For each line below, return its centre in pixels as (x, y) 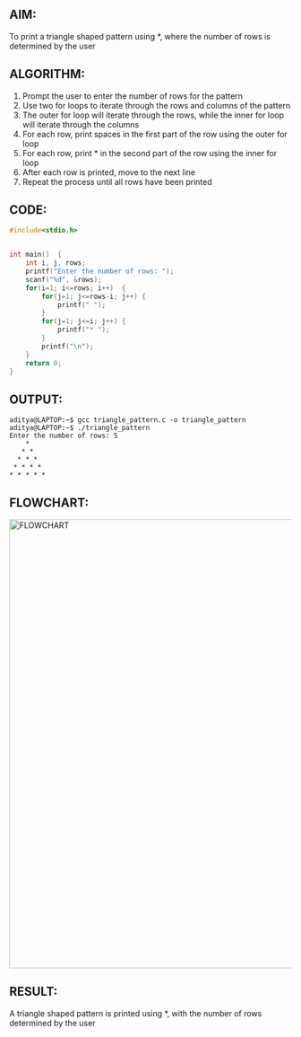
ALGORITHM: (47, 74)
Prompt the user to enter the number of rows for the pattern (133, 96)
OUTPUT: (36, 399)
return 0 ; (44, 363)
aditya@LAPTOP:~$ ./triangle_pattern (80, 428)
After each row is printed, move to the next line (109, 172)
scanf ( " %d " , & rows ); (64, 279)
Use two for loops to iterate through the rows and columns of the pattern (156, 105)
